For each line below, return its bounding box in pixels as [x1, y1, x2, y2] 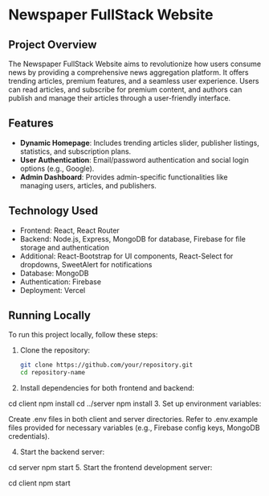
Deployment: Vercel [19, 285, 86, 295]
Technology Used [8, 204, 99, 218]
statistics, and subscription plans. [19, 147, 132, 156]
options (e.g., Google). [19, 163, 95, 173]
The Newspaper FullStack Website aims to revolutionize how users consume [8, 59, 262, 68]
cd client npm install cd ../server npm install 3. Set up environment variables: [8, 399, 262, 408]
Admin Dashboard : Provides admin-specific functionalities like [19, 172, 229, 182]
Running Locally [8, 308, 91, 323]
